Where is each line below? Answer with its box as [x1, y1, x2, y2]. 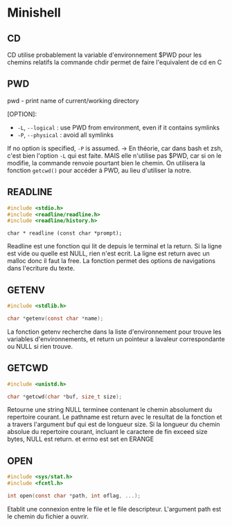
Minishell [7, 5, 61, 21]
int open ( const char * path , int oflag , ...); [7, 492, 141, 499]
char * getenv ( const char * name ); [7, 315, 104, 322]
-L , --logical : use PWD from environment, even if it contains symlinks [17, 123, 220, 131]
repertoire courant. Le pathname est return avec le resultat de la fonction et [7, 413, 223, 421]
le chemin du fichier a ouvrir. [7, 512, 89, 520]
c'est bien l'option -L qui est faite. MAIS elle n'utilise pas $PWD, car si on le [7, 151, 222, 160]
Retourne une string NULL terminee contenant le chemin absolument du [7, 406, 213, 414]
